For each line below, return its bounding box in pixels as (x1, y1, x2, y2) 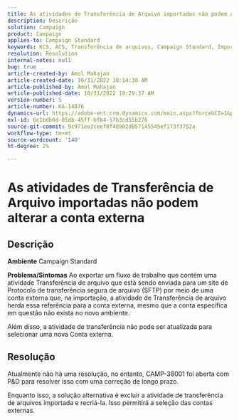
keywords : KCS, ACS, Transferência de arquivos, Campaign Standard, (7, 43, 215, 51)
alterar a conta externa (7, 210, 145, 226)
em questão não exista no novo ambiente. (7, 309, 130, 317)
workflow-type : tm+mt (7, 130, 72, 137)
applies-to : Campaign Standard (7, 37, 100, 44)
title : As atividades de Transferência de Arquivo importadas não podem (7, 10, 228, 18)
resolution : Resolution (7, 51, 78, 58)
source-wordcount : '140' (7, 136, 81, 143)
